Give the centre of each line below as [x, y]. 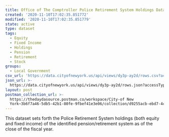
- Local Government [30, 71]
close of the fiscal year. [29, 129]
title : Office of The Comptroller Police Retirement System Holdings [80, 10]
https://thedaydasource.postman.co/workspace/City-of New [72, 99]
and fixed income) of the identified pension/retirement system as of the [79, 124]
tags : [11, 33]
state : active [20, 24]
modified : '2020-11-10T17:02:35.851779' [48, 19]
